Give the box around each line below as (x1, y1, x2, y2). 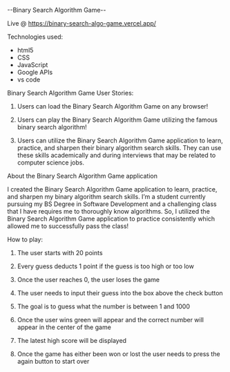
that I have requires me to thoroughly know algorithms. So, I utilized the (7, 207, 211, 215)
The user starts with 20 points (17, 249, 103, 257)
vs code (17, 75, 41, 84)
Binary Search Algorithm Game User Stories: (7, 89, 134, 97)
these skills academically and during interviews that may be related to (17, 151, 216, 159)
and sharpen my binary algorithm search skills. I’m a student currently (7, 193, 206, 201)
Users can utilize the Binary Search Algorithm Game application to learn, (17, 136, 223, 145)
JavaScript (17, 61, 48, 68)
